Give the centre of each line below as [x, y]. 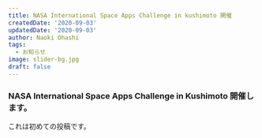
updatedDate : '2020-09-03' [52, 30]
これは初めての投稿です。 [49, 126]
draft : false [30, 67]
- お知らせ [30, 52]
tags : [17, 45]
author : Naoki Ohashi [44, 37]
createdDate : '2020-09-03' [52, 23]
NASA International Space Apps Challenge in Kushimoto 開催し [131, 95]
